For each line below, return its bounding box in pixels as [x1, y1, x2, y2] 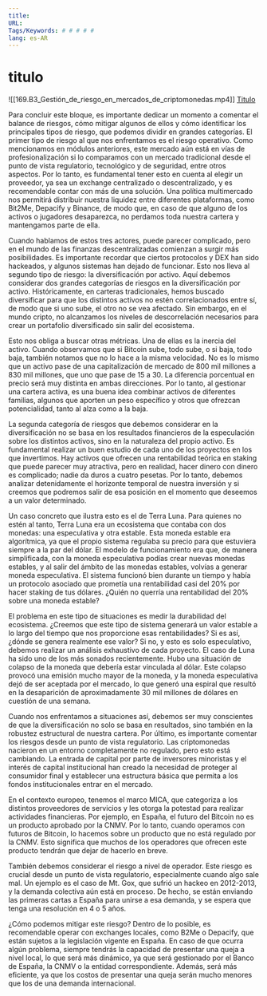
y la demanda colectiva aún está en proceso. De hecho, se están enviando [8, 887, 253, 896]
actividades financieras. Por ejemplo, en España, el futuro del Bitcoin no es [8, 812, 254, 822]
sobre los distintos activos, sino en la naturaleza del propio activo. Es [8, 437, 235, 446]
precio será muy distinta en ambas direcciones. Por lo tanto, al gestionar [8, 378, 246, 388]
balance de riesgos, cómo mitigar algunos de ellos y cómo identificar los [8, 119, 247, 128]
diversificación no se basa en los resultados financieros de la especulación [8, 428, 255, 437]
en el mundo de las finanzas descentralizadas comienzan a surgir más [8, 244, 239, 254]
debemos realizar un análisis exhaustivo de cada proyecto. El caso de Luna [8, 646, 255, 655]
